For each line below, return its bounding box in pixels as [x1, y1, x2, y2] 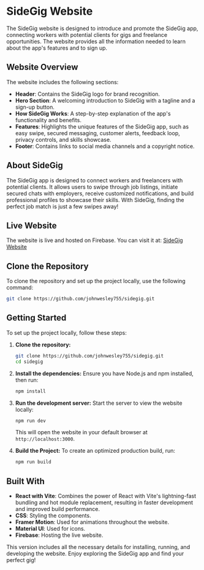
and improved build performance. [15, 506, 100, 513]
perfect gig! [6, 556, 36, 564]
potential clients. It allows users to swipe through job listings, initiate [6, 183, 178, 190]
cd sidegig [15, 358, 43, 365]
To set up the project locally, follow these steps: [6, 329, 127, 336]
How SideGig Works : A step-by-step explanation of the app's [15, 109, 171, 117]
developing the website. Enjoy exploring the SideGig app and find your [6, 550, 184, 557]
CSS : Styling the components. [15, 512, 91, 520]
